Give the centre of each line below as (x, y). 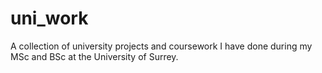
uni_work (49, 18)
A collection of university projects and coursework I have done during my (161, 46)
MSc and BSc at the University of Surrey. (94, 56)
